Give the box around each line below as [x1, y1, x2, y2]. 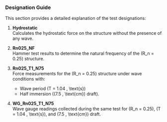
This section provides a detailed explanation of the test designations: [5, 15, 147, 21]
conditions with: [12, 76, 46, 82]
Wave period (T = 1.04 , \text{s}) [19, 86, 86, 92]
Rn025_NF [12, 45, 35, 51]
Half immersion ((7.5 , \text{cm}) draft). [19, 91, 99, 97]
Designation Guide [5, 4, 51, 11]
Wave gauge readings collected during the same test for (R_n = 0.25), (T [12, 106, 161, 112]
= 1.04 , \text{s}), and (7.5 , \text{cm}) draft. [12, 111, 101, 117]
